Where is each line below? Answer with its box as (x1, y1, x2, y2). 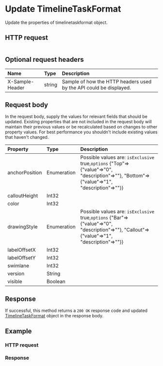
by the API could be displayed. (62, 84, 131, 91)
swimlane (7, 262, 30, 269)
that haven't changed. (5, 134, 49, 140)
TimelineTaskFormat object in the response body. (5, 313, 103, 319)
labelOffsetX (7, 247, 36, 254)
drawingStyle (7, 223, 38, 230)
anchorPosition (7, 169, 42, 176)
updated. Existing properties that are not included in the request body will (5, 119, 152, 125)
